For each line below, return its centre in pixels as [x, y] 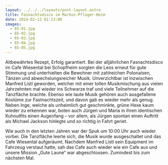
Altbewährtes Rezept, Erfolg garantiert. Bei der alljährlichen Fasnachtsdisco [84, 62]
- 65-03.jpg [23, 38]
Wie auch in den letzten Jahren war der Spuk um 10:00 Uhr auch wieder [81, 131]
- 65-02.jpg [23, 33]
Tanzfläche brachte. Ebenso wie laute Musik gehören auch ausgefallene [81, 94]
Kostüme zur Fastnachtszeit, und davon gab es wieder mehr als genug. [79, 100]
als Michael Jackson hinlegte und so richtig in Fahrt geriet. [66, 121]
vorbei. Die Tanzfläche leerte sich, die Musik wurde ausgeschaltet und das [83, 136]
